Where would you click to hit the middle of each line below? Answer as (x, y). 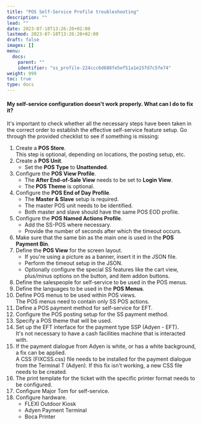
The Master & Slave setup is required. (72, 199)
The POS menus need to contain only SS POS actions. (82, 302)
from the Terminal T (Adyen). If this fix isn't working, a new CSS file (99, 365)
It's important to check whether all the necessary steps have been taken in (99, 123)
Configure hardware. (41, 397)
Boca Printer (40, 417)
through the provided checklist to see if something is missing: (83, 137)
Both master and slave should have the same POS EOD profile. (102, 212)
